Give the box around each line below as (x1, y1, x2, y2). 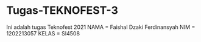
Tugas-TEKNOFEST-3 (6, 4, 119, 17)
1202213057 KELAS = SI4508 (6, 29, 80, 37)
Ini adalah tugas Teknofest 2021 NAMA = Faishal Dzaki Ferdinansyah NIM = (6, 23, 196, 31)
